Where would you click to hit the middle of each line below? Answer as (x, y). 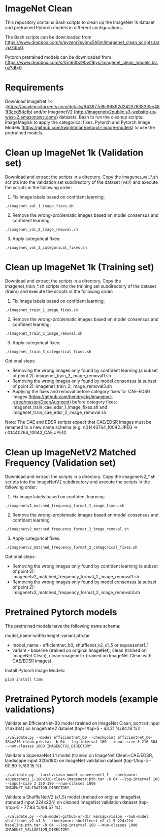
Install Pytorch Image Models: (35, 670)
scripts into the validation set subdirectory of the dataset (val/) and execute (82, 182)
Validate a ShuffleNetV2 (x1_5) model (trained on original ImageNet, (73, 797)
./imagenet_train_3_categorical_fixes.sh (48, 352)
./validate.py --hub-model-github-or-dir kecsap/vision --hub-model (77, 816)
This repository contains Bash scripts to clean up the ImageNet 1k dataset (80, 22)
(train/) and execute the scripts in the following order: (59, 291)
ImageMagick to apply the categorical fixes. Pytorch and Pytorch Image (78, 122)
